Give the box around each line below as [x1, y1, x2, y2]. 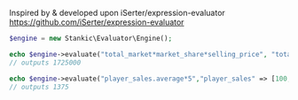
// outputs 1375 [9, 82, 69, 91]
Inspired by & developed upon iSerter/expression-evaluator [9, 8, 226, 18]
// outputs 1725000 [9, 58, 82, 67]
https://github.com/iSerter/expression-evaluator [9, 17, 184, 27]
